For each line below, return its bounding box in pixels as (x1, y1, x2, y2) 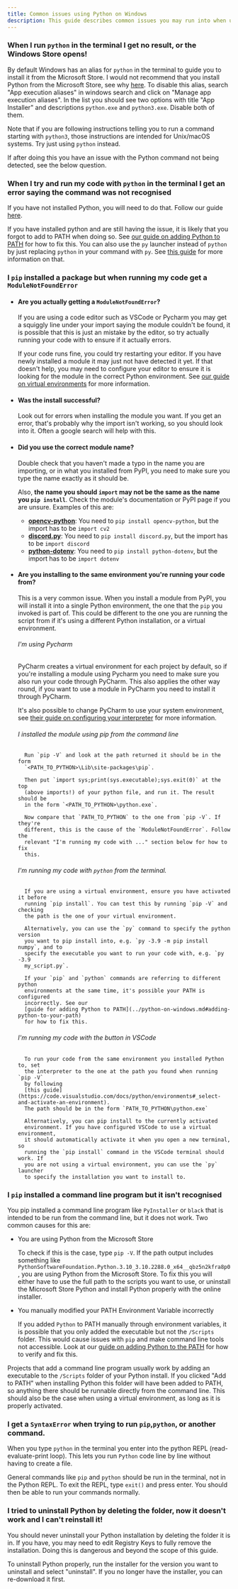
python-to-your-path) (17, 1012, 81, 1019)
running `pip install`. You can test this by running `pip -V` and (24, 901, 228, 908)
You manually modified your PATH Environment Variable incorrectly (17, 1306, 214, 1314)
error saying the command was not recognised (7, 187, 171, 197)
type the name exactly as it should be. (17, 473, 129, 483)
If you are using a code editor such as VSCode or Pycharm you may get (17, 313, 227, 321)
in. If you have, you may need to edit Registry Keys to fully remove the (7, 1538, 212, 1547)
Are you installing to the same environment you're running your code (17, 571, 225, 579)
